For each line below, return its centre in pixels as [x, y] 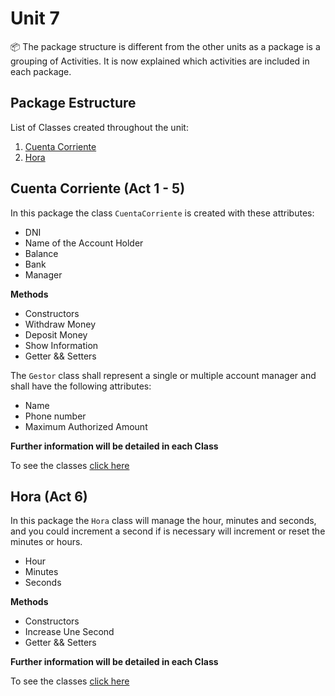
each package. [41, 71]
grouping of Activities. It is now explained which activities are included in [160, 61]
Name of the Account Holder [84, 243]
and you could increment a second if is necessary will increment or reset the [168, 531]
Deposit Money [56, 334]
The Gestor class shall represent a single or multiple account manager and [163, 375]
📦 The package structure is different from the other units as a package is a [165, 46]
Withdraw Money [60, 324]
